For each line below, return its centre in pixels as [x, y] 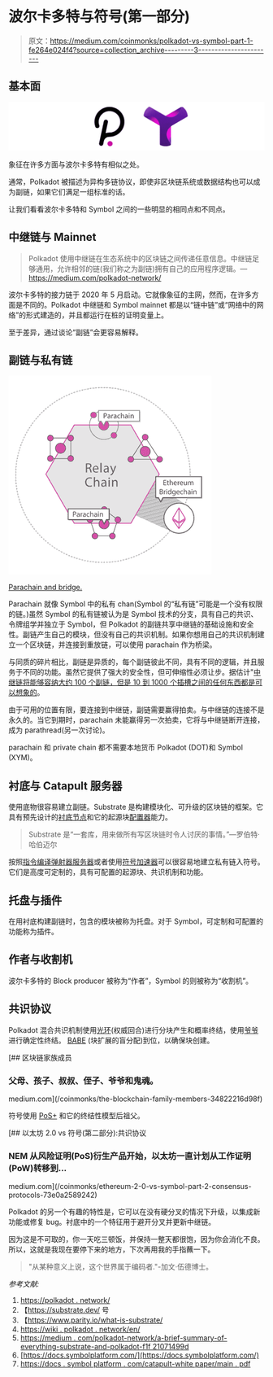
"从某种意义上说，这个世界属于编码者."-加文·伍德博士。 [121, 1267]
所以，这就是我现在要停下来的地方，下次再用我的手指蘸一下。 [112, 1249]
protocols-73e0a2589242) [53, 1195]
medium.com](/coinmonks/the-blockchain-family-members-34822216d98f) [136, 1099]
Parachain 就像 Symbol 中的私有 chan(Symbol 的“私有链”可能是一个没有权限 [136, 604]
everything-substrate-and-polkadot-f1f [85, 1347]
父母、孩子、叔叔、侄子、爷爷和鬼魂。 [83, 1081]
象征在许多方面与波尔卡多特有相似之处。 [76, 164]
